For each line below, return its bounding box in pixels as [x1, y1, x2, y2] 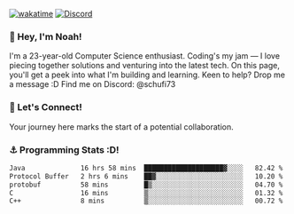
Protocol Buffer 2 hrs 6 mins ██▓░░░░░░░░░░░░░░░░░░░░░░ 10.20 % [9, 171, 283, 181]
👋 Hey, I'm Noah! [9, 30, 82, 43]
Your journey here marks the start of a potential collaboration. [9, 121, 235, 132]
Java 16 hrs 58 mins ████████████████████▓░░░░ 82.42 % [9, 163, 283, 172]
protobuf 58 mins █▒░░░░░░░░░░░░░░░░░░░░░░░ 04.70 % [9, 180, 283, 189]
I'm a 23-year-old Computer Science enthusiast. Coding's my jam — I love [9, 51, 281, 61]
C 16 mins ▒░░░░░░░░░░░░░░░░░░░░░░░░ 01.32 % [9, 188, 283, 197]
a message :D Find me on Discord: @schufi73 [9, 79, 176, 90]
